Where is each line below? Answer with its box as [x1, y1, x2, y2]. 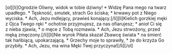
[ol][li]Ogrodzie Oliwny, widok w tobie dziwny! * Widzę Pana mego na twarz [5, 5, 167, 10]
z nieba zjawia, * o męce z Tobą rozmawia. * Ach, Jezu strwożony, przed [5, 26, 161, 32]
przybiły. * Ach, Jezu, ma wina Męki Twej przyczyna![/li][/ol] [5, 43, 133, 48]
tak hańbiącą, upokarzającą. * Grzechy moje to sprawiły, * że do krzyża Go [5, 37, 165, 43]
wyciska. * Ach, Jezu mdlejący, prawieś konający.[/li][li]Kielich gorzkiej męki [5, 15, 167, 21]
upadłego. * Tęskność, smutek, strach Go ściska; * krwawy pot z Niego [5, 10, 157, 16]
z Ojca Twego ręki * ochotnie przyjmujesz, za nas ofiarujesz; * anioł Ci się [5, 21, 162, 27]
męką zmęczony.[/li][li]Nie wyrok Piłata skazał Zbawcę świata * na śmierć [5, 32, 162, 38]
